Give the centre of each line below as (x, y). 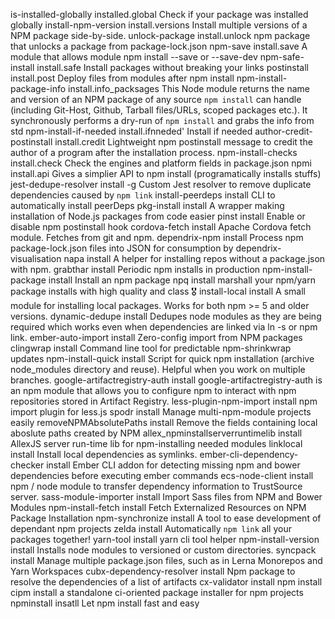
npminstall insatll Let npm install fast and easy (105, 603)
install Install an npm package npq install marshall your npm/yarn (182, 280)
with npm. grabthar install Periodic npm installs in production (135, 269)
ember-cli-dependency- (249, 454)
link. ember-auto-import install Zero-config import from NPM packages (156, 337)
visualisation (36, 258)
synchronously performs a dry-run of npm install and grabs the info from (162, 120)
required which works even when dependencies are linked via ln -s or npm (164, 327)
